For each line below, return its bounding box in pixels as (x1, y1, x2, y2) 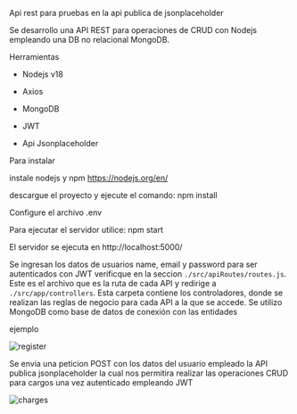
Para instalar (9, 155, 55, 166)
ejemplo (9, 324, 39, 334)
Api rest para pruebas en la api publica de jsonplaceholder (9, 8, 225, 18)
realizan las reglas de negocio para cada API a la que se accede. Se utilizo (9, 297, 283, 307)
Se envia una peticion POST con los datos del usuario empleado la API (9, 359, 268, 368)
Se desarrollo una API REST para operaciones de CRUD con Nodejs (9, 25, 257, 35)
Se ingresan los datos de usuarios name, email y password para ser (9, 259, 258, 269)
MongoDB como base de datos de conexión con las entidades (9, 307, 238, 317)
